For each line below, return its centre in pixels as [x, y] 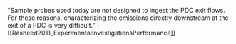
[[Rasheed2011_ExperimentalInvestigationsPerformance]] [92, 33]
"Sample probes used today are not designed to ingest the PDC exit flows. [117, 10]
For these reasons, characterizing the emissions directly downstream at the [118, 18]
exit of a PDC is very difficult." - [54, 25]
